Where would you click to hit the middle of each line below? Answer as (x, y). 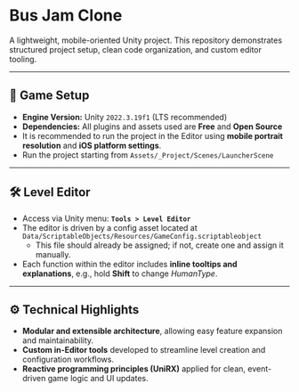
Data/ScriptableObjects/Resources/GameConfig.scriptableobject (142, 236)
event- (260, 369)
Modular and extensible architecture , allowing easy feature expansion (152, 331)
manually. (53, 254)
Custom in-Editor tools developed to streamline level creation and (144, 350)
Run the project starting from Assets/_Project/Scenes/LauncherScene (148, 155)
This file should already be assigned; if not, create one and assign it (159, 245)
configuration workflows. (68, 359)
